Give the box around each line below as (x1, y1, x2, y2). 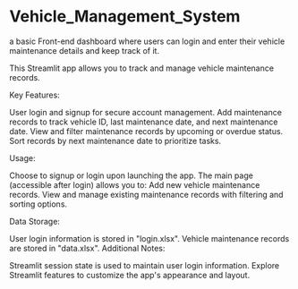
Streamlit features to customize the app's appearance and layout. (9, 269, 251, 280)
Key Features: (9, 89, 60, 100)
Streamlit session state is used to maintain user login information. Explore (9, 259, 280, 270)
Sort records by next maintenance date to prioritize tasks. (9, 135, 222, 146)
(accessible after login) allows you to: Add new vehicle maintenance (9, 179, 260, 190)
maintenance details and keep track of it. (9, 45, 159, 55)
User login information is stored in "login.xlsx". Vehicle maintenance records (9, 233, 290, 243)
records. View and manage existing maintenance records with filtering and (9, 189, 284, 200)
